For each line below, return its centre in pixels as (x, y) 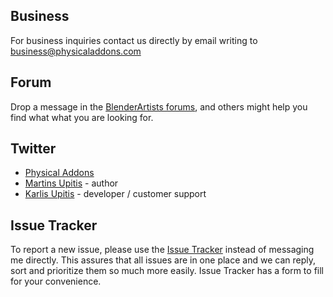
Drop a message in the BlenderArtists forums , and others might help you (159, 106)
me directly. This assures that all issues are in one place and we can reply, (163, 260)
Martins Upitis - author (71, 183)
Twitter (33, 149)
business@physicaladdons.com (76, 51)
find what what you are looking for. (82, 117)
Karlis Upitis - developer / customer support (115, 194)
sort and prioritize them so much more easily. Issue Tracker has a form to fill (167, 271)
